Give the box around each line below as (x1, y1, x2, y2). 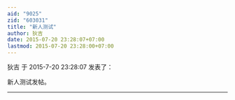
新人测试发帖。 (7, 78, 50, 86)
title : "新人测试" (7, 23, 57, 30)
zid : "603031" (7, 17, 49, 24)
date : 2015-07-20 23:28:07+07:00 (7, 36, 105, 43)
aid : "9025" (7, 10, 42, 17)
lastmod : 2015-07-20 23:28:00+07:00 (7, 43, 114, 50)
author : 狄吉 (7, 29, 43, 37)
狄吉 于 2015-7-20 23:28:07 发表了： (7, 63, 113, 71)
